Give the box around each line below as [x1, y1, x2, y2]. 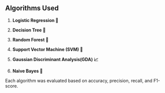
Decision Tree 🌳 [12, 27, 46, 33]
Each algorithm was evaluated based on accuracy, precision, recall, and [5, 77, 153, 83]
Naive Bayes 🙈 [12, 67, 43, 74]
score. [5, 82, 18, 89]
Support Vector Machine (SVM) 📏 [12, 46, 83, 52]
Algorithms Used [5, 4, 59, 12]
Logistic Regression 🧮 [12, 17, 59, 23]
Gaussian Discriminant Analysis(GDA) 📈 [12, 56, 99, 62]
